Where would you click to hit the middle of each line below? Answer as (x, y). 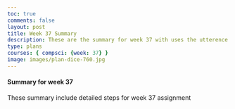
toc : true (22, 14)
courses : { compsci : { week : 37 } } (58, 53)
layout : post (26, 27)
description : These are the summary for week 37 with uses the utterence (118, 40)
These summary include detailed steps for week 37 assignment (99, 97)
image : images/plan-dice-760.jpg (56, 60)
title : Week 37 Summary (42, 33)
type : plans (25, 46)
